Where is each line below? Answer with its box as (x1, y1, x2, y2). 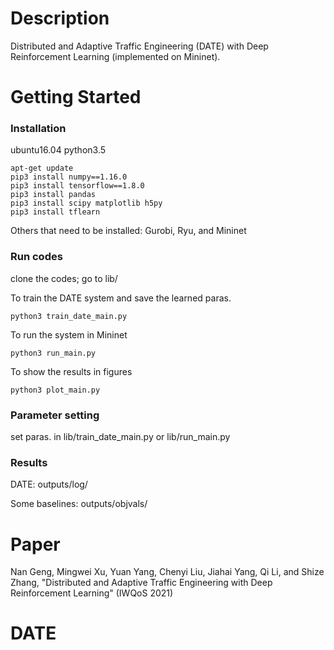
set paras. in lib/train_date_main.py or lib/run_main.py (10, 431, 231, 443)
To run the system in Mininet (10, 328, 128, 341)
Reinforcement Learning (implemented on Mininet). (10, 50, 221, 62)
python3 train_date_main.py (10, 311, 128, 321)
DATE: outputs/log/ (10, 478, 88, 491)
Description (10, 7, 110, 30)
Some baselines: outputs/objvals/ (10, 498, 148, 510)
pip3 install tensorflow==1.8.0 (10, 181, 145, 191)
